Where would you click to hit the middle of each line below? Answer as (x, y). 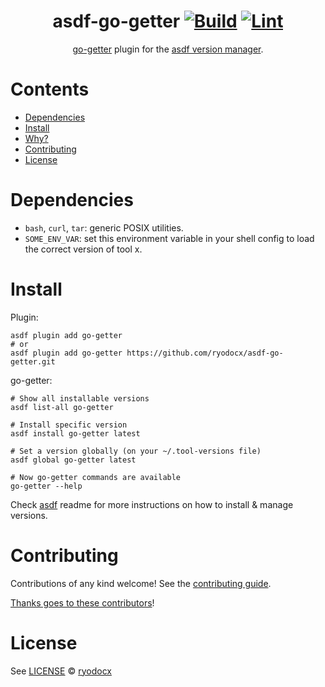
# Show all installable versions (80, 398)
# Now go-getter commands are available (96, 477)
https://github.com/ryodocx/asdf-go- (205, 353)
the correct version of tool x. (83, 249)
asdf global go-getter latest (73, 460)
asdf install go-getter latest (75, 433)
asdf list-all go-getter (62, 407)
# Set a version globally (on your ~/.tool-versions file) (136, 451)
